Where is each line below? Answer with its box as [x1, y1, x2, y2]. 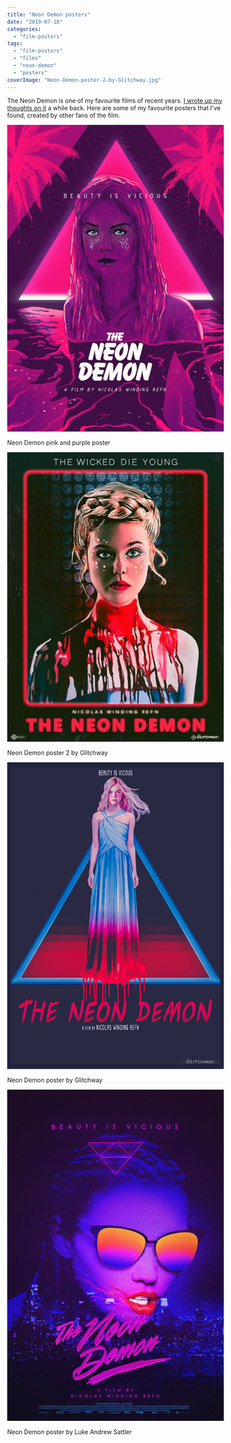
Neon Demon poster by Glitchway [7, 1076, 103, 1085]
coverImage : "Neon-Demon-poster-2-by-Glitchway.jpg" [7, 76, 162, 83]
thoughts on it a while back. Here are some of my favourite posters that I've [7, 103, 221, 112]
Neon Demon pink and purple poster [7, 438, 111, 447]
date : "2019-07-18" [7, 18, 63, 25]
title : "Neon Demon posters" [7, 11, 91, 18]
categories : [7, 25, 41, 32]
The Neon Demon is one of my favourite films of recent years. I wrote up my [7, 96, 223, 105]
